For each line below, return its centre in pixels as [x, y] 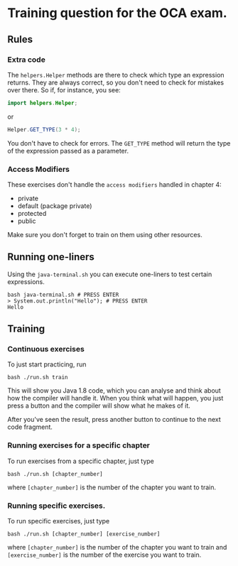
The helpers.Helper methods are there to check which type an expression [116, 75]
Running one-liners [51, 257]
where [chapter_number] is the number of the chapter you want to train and [117, 548]
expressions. [26, 281]
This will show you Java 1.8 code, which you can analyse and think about [114, 391]
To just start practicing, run [47, 364]
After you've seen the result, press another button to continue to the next [114, 420]
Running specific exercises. [56, 506]
